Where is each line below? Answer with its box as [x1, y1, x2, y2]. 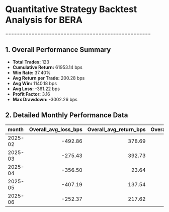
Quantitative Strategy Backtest [5, 4, 137, 15]
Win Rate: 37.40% [12, 69, 51, 76]
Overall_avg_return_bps [87, 126, 146, 133]
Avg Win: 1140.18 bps [12, 80, 57, 86]
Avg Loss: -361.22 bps [12, 86, 60, 92]
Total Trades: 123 [12, 59, 49, 65]
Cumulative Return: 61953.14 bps [12, 64, 83, 70]
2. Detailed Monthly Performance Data [5, 111, 128, 119]
